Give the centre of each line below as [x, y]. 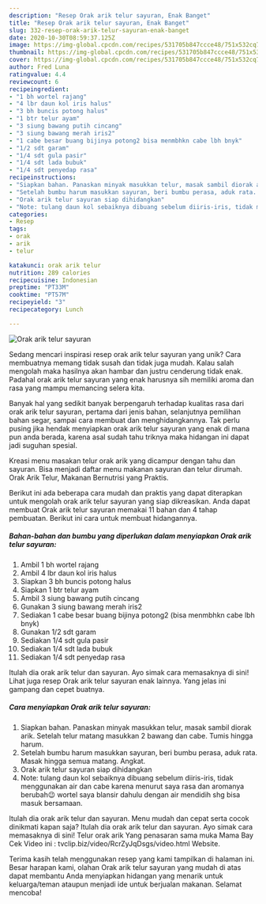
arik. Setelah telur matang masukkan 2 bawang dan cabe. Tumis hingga [137, 735]
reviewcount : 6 [34, 82]
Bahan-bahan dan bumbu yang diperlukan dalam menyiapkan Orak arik [130, 536]
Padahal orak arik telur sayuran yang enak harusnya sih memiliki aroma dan [132, 379]
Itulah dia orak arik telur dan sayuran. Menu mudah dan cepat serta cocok [129, 818]
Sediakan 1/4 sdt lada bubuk [66, 648]
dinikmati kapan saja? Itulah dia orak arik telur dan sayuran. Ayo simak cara [131, 826]
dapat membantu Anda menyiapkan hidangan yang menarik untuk [116, 876]
